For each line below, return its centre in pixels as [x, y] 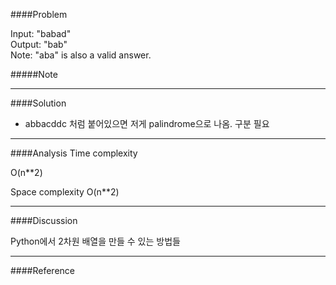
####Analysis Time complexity [74, 153]
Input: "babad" [41, 33]
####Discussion [44, 220]
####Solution [38, 103]
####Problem [39, 14]
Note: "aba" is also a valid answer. [81, 55]
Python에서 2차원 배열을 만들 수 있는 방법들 [95, 241]
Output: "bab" [39, 44]
